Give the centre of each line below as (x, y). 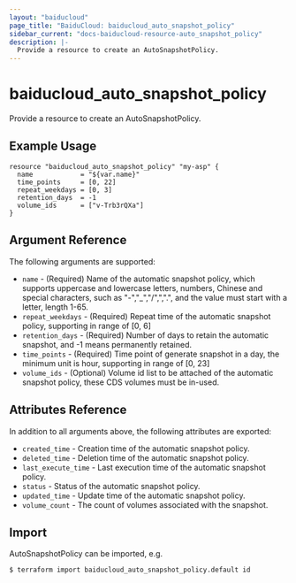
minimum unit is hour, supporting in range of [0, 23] (116, 363)
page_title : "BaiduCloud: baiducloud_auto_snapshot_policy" (122, 26)
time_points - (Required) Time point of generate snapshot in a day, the (151, 354)
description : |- (39, 42)
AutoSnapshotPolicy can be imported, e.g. (86, 554)
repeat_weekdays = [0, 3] (65, 190)
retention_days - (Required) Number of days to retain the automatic (145, 335)
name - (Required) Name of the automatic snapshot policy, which (138, 279)
